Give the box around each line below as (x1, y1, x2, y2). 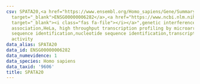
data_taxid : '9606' (6, 63, 55, 70)
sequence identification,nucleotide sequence (11, 31, 127, 37)
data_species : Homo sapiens (6, 58, 76, 64)
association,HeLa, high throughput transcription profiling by (11, 25, 171, 31)
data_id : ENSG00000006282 (6, 47, 70, 53)
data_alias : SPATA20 (6, 42, 58, 48)
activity (11, 36, 33, 42)
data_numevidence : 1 (6, 53, 58, 59)
